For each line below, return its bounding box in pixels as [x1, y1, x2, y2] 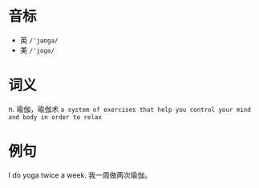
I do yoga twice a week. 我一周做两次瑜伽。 [8, 170, 152, 180]
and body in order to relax [8, 113, 103, 121]
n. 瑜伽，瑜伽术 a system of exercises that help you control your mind [8, 104, 251, 114]
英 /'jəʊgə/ [19, 35, 59, 45]
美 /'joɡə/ [19, 45, 55, 54]
